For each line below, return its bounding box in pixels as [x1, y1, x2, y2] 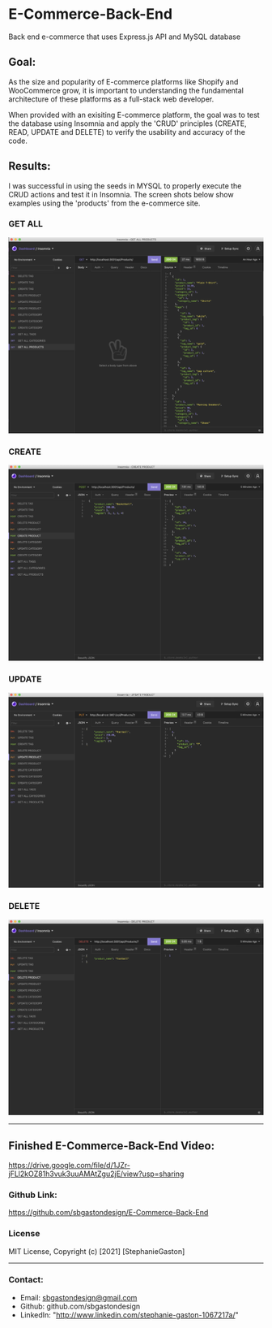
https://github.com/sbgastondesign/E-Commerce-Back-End [8, 1208, 209, 1218]
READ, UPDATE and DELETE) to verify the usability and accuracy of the [8, 127, 245, 136]
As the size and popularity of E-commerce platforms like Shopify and [8, 76, 239, 86]
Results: [8, 159, 51, 173]
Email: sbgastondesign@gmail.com [19, 1292, 138, 1302]
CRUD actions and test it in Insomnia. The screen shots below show [8, 189, 234, 199]
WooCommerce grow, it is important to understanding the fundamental [8, 85, 244, 95]
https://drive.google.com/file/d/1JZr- [8, 1160, 131, 1170]
